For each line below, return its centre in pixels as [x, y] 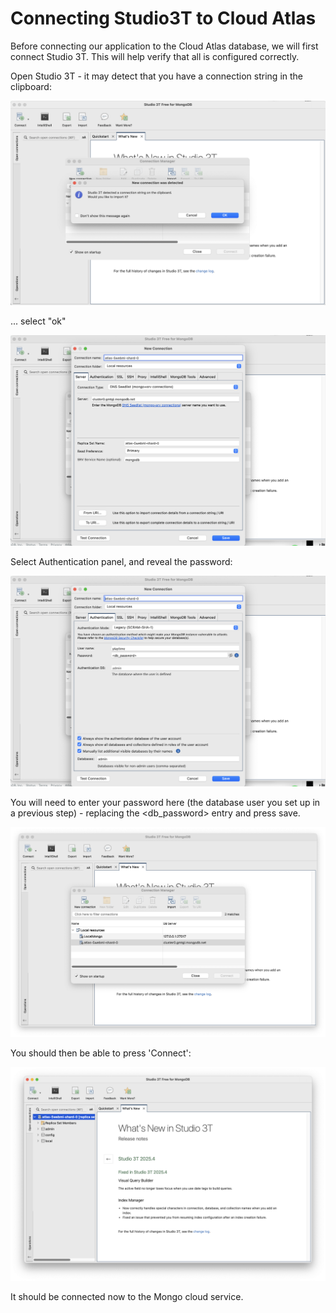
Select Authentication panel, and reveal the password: [121, 561]
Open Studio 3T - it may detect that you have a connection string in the [156, 76]
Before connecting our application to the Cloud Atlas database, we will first [164, 46]
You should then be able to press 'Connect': [101, 1053]
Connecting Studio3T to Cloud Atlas [163, 18]
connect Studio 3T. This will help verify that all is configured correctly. [155, 56]
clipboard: [31, 86]
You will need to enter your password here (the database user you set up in [165, 803]
